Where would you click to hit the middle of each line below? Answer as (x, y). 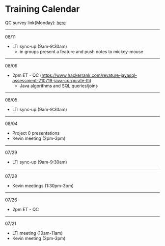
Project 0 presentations (36, 133)
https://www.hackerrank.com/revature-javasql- (89, 75)
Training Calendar (42, 9)
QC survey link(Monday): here (36, 23)
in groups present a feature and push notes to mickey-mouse (81, 51)
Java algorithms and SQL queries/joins (59, 86)
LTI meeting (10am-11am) (37, 233)
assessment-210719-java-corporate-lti (51, 80)
